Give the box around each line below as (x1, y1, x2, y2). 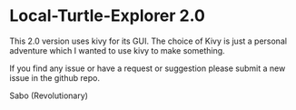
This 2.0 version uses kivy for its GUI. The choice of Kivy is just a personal (9, 35, 288, 46)
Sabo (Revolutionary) (9, 90, 89, 101)
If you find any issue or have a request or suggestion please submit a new (9, 63, 286, 74)
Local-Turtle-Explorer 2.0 (9, 5, 206, 26)
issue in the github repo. (9, 72, 100, 83)
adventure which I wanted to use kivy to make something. (9, 45, 225, 55)
